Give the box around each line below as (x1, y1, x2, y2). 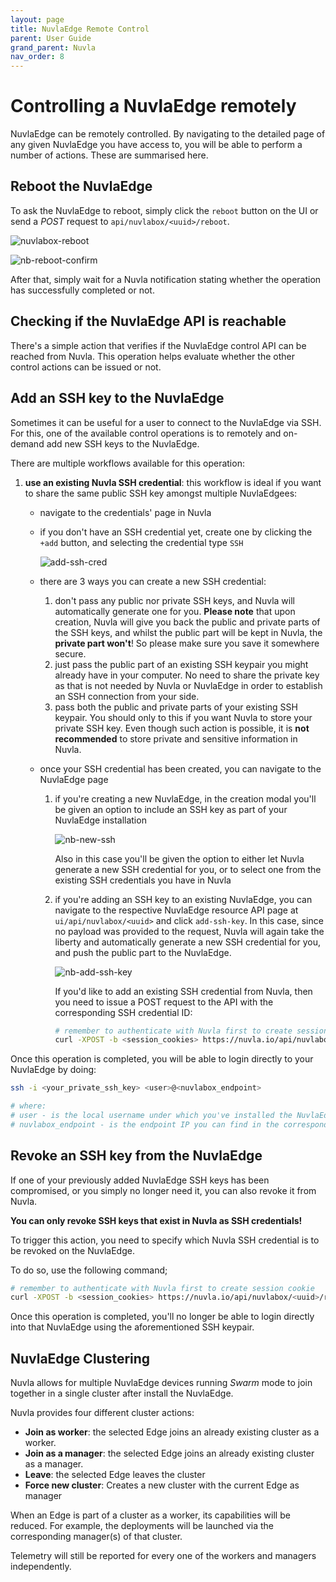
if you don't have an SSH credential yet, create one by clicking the (39, 526, 313, 538)
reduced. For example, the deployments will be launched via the (10, 1520, 274, 1532)
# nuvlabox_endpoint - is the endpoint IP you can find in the (10, 1119, 280, 1130)
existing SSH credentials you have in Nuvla (54, 874, 232, 886)
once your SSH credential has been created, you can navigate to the (39, 762, 322, 775)
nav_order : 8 (10, 52, 65, 62)
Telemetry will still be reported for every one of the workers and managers (10, 1550, 317, 1562)
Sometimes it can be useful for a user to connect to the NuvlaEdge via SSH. (10, 416, 322, 428)
